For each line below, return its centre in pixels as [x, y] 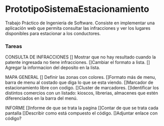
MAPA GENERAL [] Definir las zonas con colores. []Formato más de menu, [81, 77]
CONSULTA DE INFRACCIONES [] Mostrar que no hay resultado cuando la [81, 57]
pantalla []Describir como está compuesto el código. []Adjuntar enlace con [81, 113]
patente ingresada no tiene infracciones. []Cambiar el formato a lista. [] [78, 63]
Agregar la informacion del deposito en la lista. [53, 67]
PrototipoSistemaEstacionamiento [77, 9]
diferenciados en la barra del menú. [41, 98]
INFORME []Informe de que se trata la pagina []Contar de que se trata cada [82, 108]
